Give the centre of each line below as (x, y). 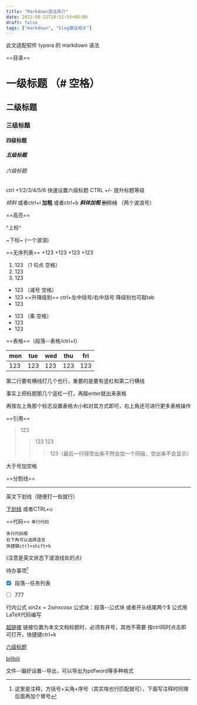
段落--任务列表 (33, 583)
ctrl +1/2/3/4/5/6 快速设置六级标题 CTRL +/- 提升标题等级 (75, 190)
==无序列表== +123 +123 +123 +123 (50, 252)
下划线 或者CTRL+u (29, 509)
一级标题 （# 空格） (53, 84)
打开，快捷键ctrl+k (34, 634)
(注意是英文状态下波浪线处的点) (44, 558)
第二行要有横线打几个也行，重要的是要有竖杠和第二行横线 (75, 381)
